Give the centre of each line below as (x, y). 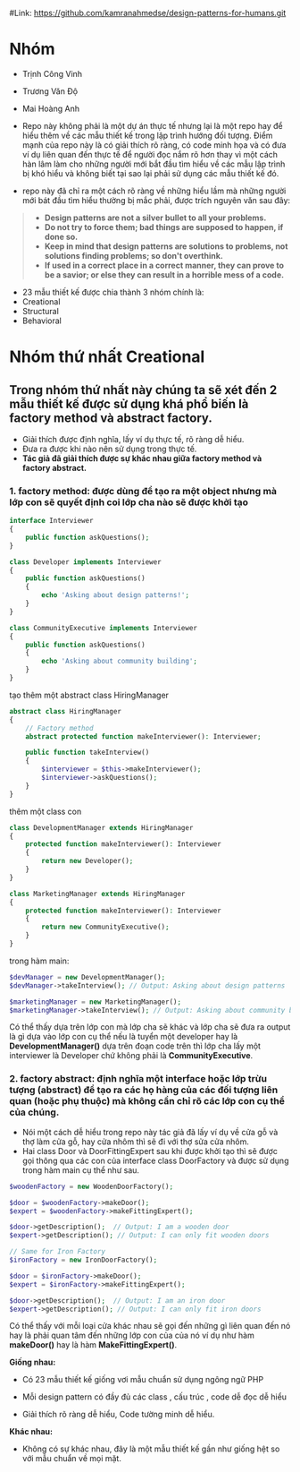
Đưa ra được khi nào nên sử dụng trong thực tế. (109, 449)
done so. (61, 236)
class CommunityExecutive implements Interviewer (104, 628)
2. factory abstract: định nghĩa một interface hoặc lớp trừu (138, 1079)
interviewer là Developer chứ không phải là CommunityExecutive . (131, 1056)
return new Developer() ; (87, 861)
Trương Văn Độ (50, 91)
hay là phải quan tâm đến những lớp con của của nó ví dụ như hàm (132, 1335)
